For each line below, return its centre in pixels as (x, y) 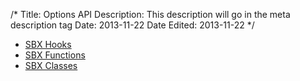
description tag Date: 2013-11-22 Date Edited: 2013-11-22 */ (132, 25)
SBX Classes (51, 65)
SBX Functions (55, 55)
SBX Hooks (48, 44)
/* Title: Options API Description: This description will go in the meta (150, 14)
